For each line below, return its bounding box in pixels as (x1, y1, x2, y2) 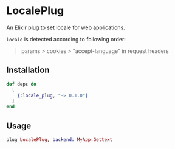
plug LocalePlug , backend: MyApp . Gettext (6, 136, 113, 143)
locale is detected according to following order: (6, 35, 126, 43)
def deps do (6, 81, 36, 87)
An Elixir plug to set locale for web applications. (6, 24, 126, 31)
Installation (6, 65, 50, 75)
